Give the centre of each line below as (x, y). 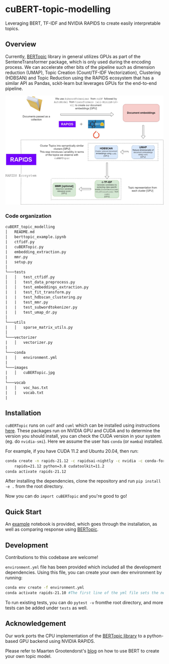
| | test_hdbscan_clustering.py (44, 298)
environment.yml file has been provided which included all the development (83, 567)
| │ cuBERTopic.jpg (30, 373)
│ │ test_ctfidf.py (30, 277)
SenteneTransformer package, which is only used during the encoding (78, 62)
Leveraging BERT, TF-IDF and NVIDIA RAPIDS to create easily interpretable (83, 23)
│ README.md (20, 232)
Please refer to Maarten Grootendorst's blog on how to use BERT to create (82, 651)
